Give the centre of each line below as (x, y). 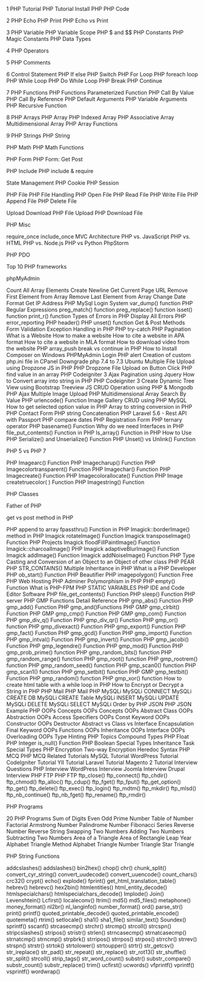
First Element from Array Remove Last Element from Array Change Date (96, 297)
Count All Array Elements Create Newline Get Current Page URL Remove (97, 290)
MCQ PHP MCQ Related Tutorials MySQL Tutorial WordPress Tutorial (92, 756)
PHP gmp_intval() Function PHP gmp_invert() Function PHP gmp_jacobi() (98, 639)
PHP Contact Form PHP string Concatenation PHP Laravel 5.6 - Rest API (97, 413)
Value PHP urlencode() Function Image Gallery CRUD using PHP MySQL (97, 400)
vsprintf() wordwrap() (33, 972)
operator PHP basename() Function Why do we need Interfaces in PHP (95, 426)
